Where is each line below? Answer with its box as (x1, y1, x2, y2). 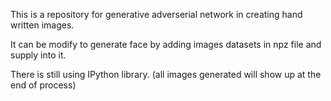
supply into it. (10, 49, 67, 61)
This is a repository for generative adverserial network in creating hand (10, 9, 303, 20)
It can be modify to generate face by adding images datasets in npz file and (10, 39, 322, 50)
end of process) (10, 79, 77, 91)
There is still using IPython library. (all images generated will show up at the (10, 69, 322, 80)
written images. (10, 19, 75, 31)
